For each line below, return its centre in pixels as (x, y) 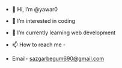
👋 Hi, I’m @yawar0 (35, 9)
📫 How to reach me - (39, 45)
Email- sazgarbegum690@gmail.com (58, 58)
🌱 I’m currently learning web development (64, 32)
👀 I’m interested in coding (44, 21)
